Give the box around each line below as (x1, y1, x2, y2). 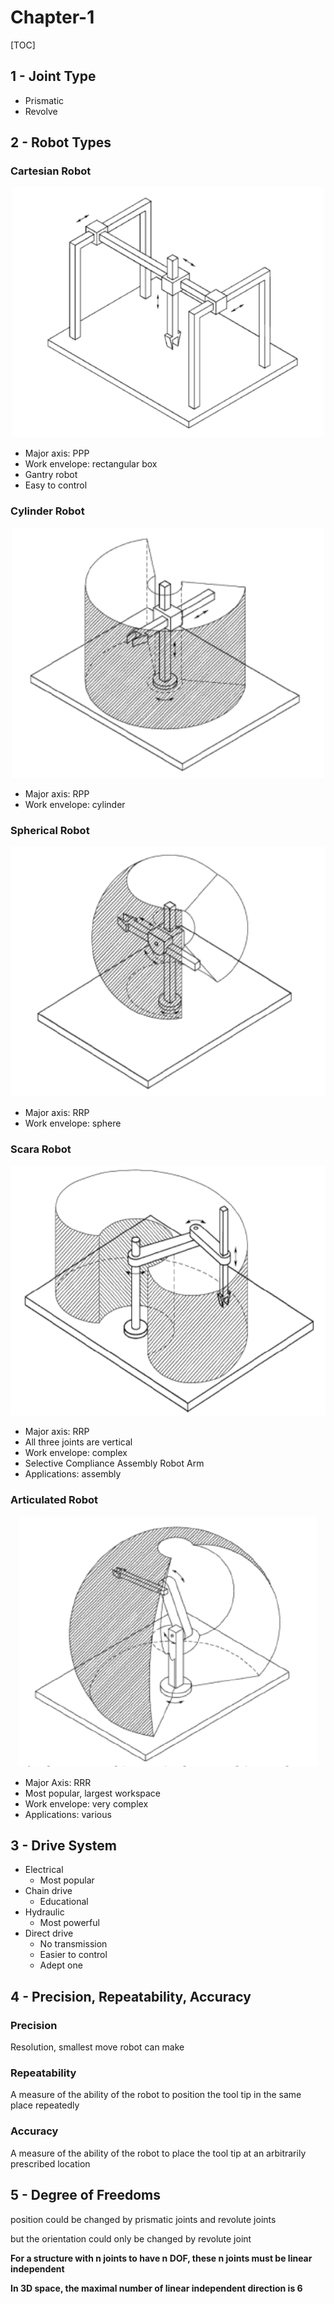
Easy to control (24, 479, 88, 491)
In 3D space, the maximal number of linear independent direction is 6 (10, 2282, 303, 2294)
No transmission (39, 1938, 108, 1950)
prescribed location (10, 2157, 91, 2170)
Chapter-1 (10, 6, 95, 29)
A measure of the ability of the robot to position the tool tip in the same (10, 2089, 302, 2101)
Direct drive (24, 1927, 74, 1940)
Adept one (39, 1959, 83, 1971)
